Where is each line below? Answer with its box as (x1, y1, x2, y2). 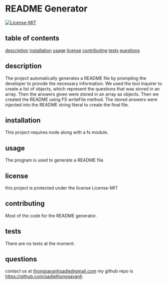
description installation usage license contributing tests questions (5, 47, 140, 53)
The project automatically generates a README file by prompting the (5, 75, 147, 81)
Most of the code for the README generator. (5, 212, 97, 218)
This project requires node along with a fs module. (5, 129, 109, 135)
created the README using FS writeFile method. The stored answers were (5, 96, 158, 102)
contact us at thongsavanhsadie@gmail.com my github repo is (5, 268, 134, 274)
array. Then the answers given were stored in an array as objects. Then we (5, 91, 159, 97)
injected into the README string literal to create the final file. (5, 101, 129, 107)
